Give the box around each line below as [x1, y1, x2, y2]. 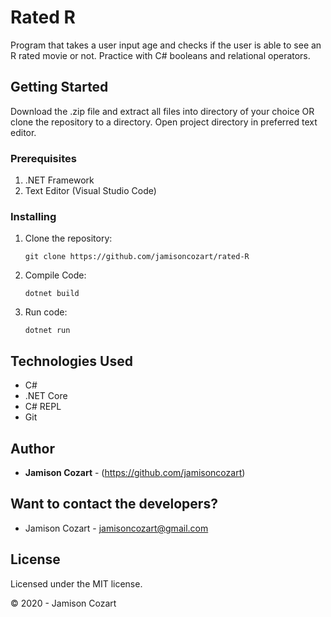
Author [10, 440, 55, 457]
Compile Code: [24, 269, 87, 281]
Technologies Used [10, 352, 133, 370]
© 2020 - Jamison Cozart [10, 597, 117, 609]
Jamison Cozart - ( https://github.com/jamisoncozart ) [24, 466, 246, 478]
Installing [10, 209, 57, 223]
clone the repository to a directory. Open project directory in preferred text [10, 116, 318, 128]
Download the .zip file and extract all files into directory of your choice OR [10, 105, 315, 117]
